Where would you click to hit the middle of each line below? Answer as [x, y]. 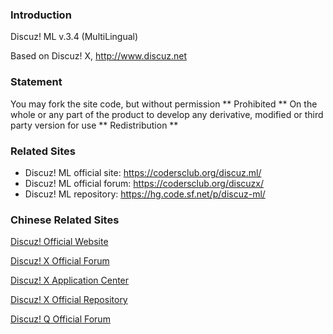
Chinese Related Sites [65, 220]
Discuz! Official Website [59, 242]
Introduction [41, 15]
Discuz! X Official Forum [60, 261]
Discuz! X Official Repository [69, 300]
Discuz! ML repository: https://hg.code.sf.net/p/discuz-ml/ [145, 194]
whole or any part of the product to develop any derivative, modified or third [167, 114]
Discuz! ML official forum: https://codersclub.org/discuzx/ [144, 183]
